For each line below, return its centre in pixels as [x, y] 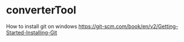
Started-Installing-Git [32, 32]
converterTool [41, 10]
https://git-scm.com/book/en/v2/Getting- [128, 26]
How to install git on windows [42, 26]
